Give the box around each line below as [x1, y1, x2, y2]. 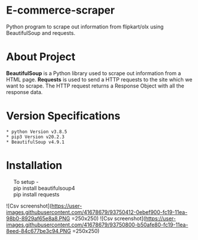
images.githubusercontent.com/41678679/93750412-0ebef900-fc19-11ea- [6, 208, 188, 216]
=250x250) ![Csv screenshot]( [71, 215, 146, 222]
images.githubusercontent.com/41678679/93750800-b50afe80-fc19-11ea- [6, 221, 189, 228]
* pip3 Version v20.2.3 [6, 134, 65, 140]
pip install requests [13, 190, 60, 198]
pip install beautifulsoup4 [13, 184, 75, 192]
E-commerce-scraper [6, 4, 115, 17]
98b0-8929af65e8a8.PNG [6, 215, 70, 222]
